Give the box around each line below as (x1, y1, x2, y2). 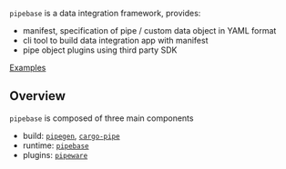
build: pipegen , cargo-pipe (22, 130, 120, 141)
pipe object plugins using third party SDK (22, 45, 178, 55)
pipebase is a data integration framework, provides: (9, 8, 201, 18)
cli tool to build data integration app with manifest (22, 35, 209, 45)
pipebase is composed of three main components (9, 113, 194, 124)
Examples (9, 63, 46, 73)
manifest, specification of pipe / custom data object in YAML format (22, 25, 277, 35)
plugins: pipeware (22, 149, 88, 160)
